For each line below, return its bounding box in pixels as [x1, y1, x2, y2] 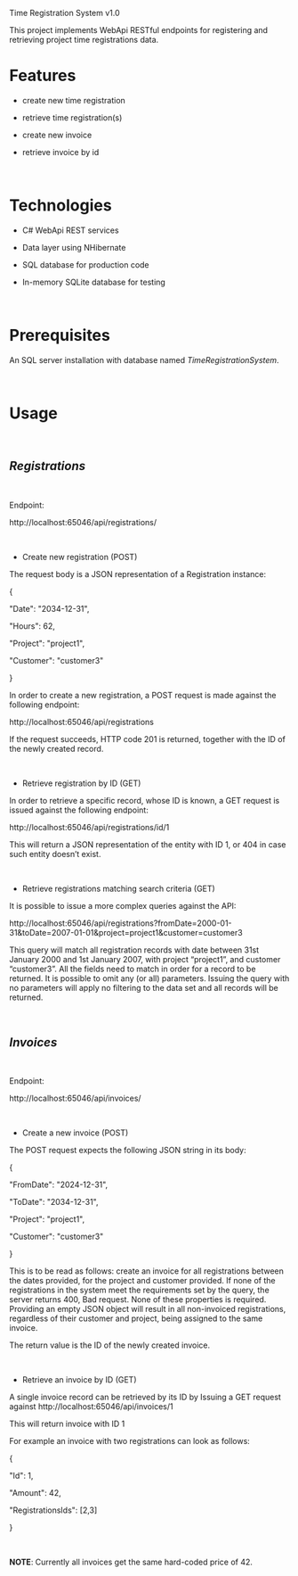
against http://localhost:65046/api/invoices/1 [9, 1401, 173, 1412]
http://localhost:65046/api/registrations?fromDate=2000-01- [9, 918, 233, 928]
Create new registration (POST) [21, 551, 138, 562]
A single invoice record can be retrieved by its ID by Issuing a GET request [9, 1391, 282, 1403]
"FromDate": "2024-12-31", [9, 1179, 109, 1190]
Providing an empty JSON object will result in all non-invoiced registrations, [9, 1304, 286, 1315]
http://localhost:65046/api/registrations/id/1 [9, 821, 170, 832]
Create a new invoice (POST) [21, 1127, 129, 1138]
